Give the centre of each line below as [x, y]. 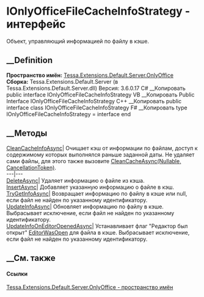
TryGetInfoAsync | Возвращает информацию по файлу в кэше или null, [97, 193]
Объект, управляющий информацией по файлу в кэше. [78, 41]
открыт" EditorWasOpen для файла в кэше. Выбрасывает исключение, [98, 232]
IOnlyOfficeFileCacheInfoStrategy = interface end [69, 114]
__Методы [27, 134]
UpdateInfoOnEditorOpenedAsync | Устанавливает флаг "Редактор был [97, 226]
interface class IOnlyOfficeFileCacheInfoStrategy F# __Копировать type [97, 108]
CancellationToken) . [31, 167]
